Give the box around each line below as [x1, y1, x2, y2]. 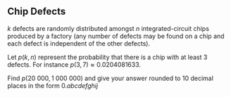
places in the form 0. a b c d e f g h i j [7, 81, 99, 90]
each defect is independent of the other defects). [7, 39, 150, 48]
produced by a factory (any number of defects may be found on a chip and [7, 32, 225, 40]
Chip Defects [7, 6, 66, 18]
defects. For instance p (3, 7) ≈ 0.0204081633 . [7, 60, 142, 69]
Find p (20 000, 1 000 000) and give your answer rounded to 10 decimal [7, 74, 213, 82]
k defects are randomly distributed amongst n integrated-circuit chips [7, 24, 210, 32]
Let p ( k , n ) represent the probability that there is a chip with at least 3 [7, 53, 208, 61]
